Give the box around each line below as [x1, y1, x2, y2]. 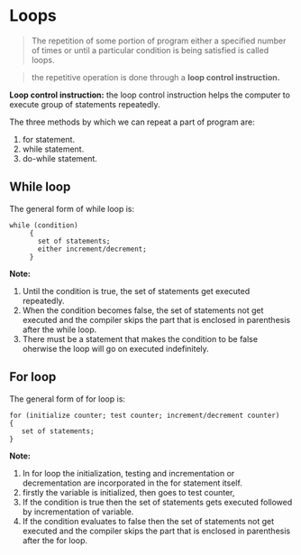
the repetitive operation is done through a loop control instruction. [31, 71, 281, 82]
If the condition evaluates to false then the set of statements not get [22, 515, 275, 526]
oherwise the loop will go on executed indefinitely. [22, 343, 209, 354]
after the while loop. [22, 324, 97, 335]
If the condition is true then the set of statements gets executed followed [22, 496, 293, 507]
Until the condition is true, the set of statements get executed [22, 285, 251, 296]
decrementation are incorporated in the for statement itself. [22, 477, 243, 488]
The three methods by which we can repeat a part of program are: [9, 116, 255, 127]
